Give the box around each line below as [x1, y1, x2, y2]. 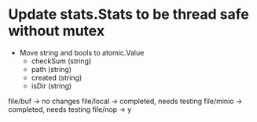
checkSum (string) [31, 56, 92, 66]
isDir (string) [31, 81, 72, 91]
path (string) [31, 64, 72, 74]
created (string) [31, 73, 83, 82]
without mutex [8, 22, 105, 40]
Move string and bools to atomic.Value [19, 48, 145, 57]
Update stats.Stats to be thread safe [8, 5, 249, 23]
